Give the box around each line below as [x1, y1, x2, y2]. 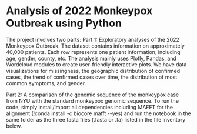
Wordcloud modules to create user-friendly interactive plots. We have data [6, 61, 187, 68]
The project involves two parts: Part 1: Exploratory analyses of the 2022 [6, 36, 179, 43]
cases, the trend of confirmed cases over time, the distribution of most [6, 73, 178, 81]
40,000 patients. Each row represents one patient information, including [6, 48, 181, 55]
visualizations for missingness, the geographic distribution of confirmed [6, 67, 181, 74]
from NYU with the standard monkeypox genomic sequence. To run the [6, 97, 179, 104]
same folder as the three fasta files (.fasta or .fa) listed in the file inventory [6, 116, 186, 123]
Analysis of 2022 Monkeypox [6, 4, 153, 18]
